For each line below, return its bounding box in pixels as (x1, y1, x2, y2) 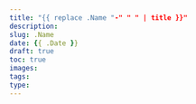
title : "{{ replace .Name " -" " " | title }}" (9, 13, 188, 23)
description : (9, 22, 59, 31)
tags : (9, 72, 30, 81)
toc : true (9, 55, 47, 64)
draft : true (9, 47, 54, 56)
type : (9, 80, 30, 90)
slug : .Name (9, 30, 54, 39)
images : (9, 64, 39, 73)
